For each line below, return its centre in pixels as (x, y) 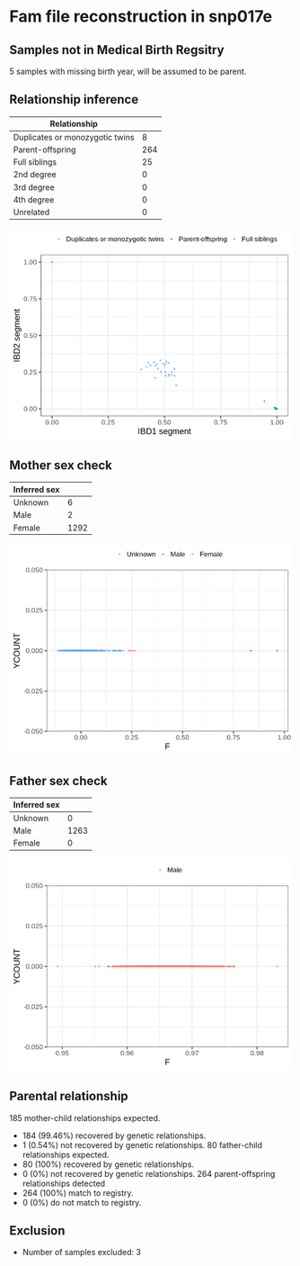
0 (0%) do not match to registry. (82, 1202)
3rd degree (34, 187)
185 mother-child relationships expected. (85, 1117)
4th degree (34, 199)
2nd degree (35, 175)
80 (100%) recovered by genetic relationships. (108, 1164)
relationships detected (64, 1183)
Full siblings (35, 162)
